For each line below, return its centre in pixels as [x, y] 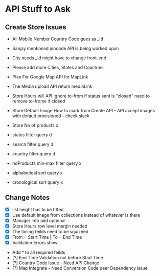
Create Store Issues [36, 27]
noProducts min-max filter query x [47, 163]
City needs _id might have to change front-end [59, 58]
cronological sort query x [37, 182]
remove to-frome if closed [38, 101]
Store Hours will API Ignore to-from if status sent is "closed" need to [81, 96]
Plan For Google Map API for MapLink [50, 77]
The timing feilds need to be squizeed [50, 232]
